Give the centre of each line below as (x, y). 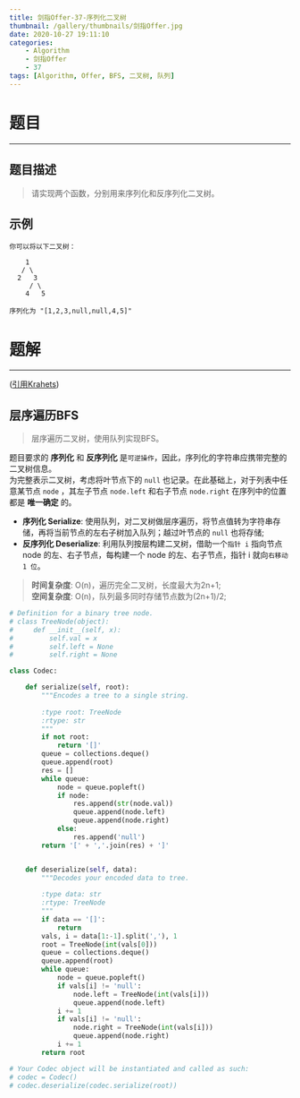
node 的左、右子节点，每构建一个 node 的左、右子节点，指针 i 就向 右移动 (155, 555)
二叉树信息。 (33, 469)
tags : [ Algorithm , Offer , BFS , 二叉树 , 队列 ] (92, 76)
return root (64, 1052)
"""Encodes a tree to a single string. (116, 696)
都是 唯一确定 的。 (43, 502)
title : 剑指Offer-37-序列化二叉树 (68, 17)
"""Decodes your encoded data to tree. (116, 878)
